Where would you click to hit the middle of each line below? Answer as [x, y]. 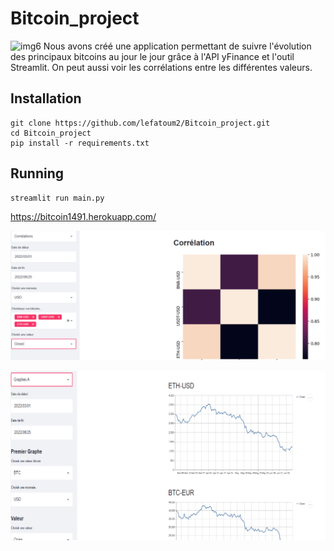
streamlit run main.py [57, 198]
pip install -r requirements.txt [80, 143]
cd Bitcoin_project [51, 133]
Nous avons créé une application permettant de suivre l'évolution [177, 46]
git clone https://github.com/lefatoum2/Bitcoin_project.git [140, 123]
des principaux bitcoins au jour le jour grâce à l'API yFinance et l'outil [152, 56]
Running [37, 173]
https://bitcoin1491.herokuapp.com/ [83, 216]
